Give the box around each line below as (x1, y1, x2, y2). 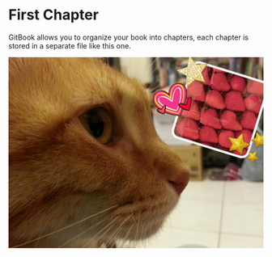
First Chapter (8, 6, 100, 24)
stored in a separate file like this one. (8, 40, 131, 50)
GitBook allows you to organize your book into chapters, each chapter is (8, 32, 249, 42)
